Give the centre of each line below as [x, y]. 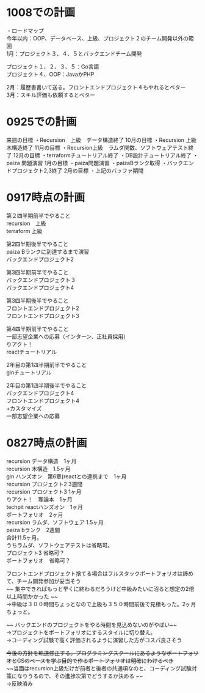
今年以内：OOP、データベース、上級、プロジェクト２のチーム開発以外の [98, 38]
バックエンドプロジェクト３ [41, 280]
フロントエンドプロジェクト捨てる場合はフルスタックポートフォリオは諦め [100, 573]
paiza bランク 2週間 [33, 530]
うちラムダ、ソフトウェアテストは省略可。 [59, 545]
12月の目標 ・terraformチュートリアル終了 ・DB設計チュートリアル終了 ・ [106, 155]
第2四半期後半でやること [38, 244]
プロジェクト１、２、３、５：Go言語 [53, 66]
